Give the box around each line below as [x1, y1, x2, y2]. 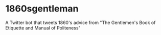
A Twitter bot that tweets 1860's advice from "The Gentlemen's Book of [5, 19, 156, 25]
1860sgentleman [5, 3, 79, 14]
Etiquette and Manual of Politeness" [5, 24, 81, 30]
